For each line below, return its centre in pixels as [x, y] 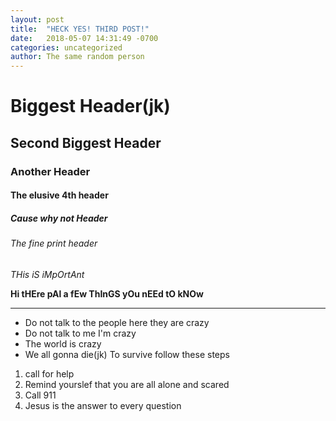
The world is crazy [63, 343]
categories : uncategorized [66, 47]
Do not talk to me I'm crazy [80, 333]
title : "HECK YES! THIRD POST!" [80, 29]
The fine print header [54, 243]
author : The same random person [77, 57]
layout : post [37, 19]
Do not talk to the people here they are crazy [117, 322]
